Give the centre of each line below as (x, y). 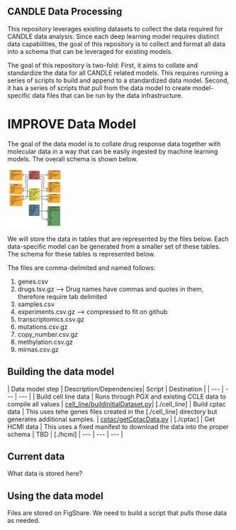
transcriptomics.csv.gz (51, 319)
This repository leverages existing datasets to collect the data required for (115, 28)
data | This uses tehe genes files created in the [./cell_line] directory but (112, 411)
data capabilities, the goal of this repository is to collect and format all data (116, 44)
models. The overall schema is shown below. (73, 158)
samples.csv (36, 304)
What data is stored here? (45, 474)
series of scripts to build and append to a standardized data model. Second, (118, 80)
